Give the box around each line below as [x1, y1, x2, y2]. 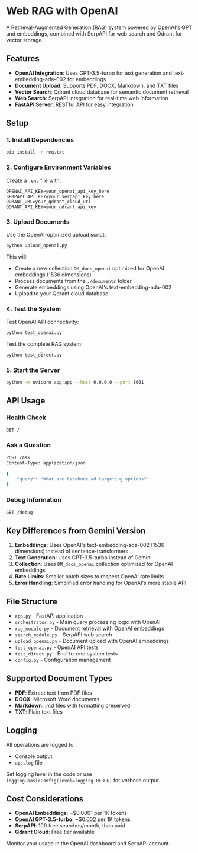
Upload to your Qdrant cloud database [14, 289, 109, 297]
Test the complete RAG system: [6, 340, 83, 348]
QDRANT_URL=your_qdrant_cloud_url [6, 199, 92, 205]
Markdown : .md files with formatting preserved [14, 702, 131, 709]
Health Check [6, 413, 46, 422]
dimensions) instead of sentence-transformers [14, 548, 129, 555]
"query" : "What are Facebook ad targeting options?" [17, 476, 150, 482]
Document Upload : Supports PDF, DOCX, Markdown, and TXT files [14, 82, 179, 89]
